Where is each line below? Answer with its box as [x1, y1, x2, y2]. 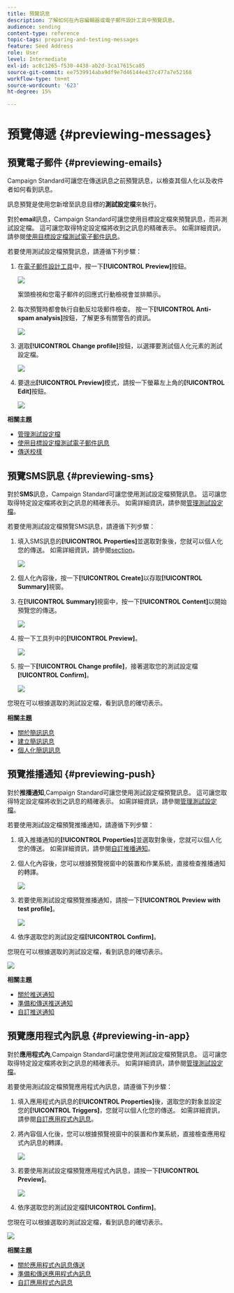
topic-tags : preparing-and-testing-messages [7, 36, 139, 43]
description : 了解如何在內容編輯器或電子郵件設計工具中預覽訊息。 [7, 17, 178, 24]
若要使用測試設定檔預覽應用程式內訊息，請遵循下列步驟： [7, 1082, 173, 1091]
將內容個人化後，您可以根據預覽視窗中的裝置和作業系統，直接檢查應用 [17, 1129, 220, 1138]
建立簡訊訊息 [17, 737, 54, 745]
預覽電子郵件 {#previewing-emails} [7, 157, 163, 169]
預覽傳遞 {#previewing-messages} [7, 127, 212, 143]
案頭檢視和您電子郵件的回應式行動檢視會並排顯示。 [17, 290, 165, 299]
